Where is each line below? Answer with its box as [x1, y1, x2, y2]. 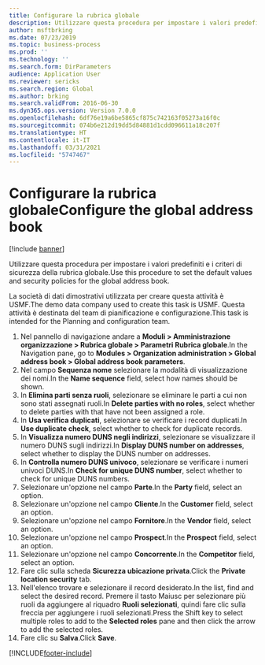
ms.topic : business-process [9, 41, 101, 49]
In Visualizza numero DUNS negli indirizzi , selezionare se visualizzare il [20, 433, 256, 442]
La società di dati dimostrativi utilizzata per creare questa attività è [9, 292, 224, 301]
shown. [20, 382, 45, 392]
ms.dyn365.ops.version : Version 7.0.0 [9, 107, 136, 115]
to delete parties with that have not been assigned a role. [20, 407, 205, 417]
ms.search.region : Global [9, 84, 94, 93]
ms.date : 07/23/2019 [9, 33, 77, 42]
